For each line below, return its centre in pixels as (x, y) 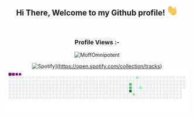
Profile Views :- (97, 42)
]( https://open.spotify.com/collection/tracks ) (109, 66)
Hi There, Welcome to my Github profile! (91, 13)
